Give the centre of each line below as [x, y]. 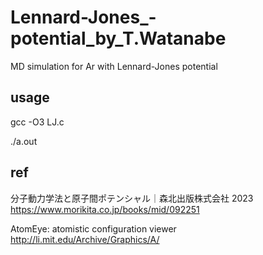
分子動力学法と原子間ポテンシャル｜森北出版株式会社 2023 [132, 198]
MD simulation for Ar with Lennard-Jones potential [114, 66]
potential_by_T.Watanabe [118, 38]
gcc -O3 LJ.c [37, 122]
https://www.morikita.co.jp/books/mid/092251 [105, 209]
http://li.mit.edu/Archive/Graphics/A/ [85, 239]
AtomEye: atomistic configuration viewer [93, 228]
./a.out [24, 141]
